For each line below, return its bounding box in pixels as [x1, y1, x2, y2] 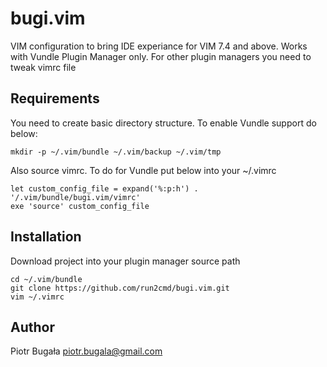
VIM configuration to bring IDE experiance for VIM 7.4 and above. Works [10, 40, 308, 52]
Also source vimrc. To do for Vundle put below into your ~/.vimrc [10, 164, 277, 176]
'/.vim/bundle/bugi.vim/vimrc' [10, 192, 141, 202]
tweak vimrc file [10, 61, 77, 73]
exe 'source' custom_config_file [10, 201, 150, 211]
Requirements [10, 90, 100, 107]
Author [10, 318, 55, 336]
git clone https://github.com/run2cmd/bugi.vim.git [10, 283, 230, 293]
